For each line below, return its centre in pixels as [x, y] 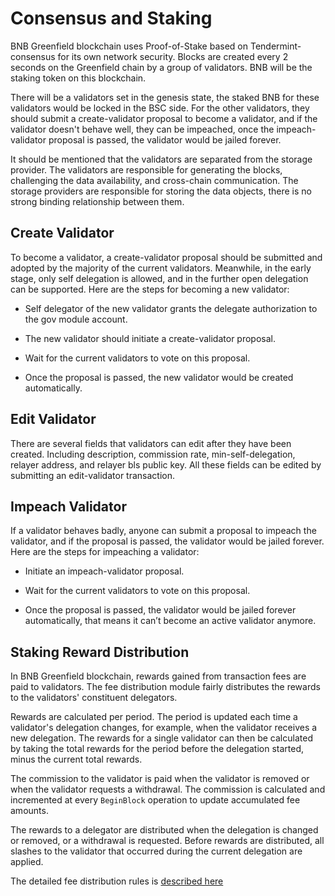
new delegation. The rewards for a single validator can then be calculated [161, 738]
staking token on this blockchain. [78, 78]
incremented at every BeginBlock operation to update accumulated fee [155, 800]
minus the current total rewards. [76, 759]
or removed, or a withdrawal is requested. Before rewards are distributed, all [167, 841]
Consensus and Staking [111, 18]
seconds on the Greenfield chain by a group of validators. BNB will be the [161, 67]
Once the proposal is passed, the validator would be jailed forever [160, 610]
